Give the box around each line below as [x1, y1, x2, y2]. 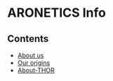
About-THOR [17, 66, 55, 74]
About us [17, 51, 44, 59]
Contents [7, 33, 49, 45]
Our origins [17, 59, 51, 67]
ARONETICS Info [7, 5, 107, 21]
